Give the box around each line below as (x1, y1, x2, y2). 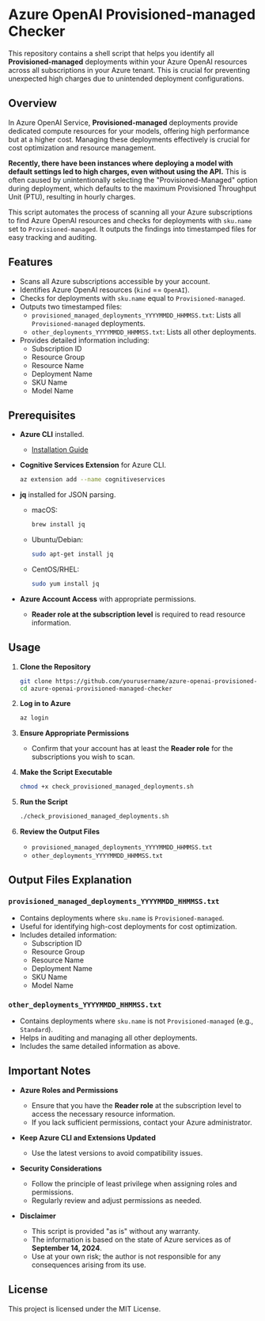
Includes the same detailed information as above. (19, 1042, 180, 1051)
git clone (19, 677, 53, 685)
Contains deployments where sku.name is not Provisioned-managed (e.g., (19, 1016, 254, 1026)
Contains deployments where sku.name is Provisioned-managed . (19, 913, 225, 923)
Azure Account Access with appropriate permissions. (19, 594, 196, 603)
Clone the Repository (19, 662, 91, 671)
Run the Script (19, 797, 69, 807)
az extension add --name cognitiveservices (19, 476, 166, 484)
